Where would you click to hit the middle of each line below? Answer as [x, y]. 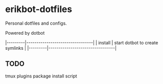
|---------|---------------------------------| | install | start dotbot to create [82, 43]
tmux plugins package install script [41, 76]
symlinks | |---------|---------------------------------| [61, 48]
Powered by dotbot [25, 33]
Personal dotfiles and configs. [36, 23]
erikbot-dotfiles [39, 9]
